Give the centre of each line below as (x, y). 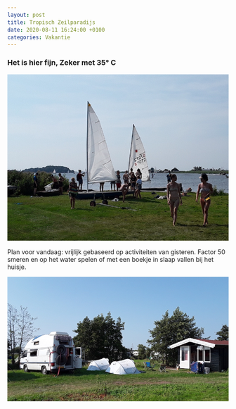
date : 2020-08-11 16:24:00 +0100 (56, 30)
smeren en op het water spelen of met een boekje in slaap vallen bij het (111, 259)
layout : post (26, 15)
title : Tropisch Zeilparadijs (52, 22)
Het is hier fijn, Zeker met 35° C (62, 63)
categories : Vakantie (39, 37)
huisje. (17, 267)
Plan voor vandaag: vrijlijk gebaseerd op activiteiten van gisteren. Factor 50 (117, 252)
